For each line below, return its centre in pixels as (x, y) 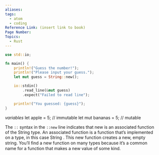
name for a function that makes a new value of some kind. (63, 148)
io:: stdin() (26, 86)
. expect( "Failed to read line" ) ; (56, 95)
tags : (10, 14)
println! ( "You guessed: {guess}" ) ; (50, 104)
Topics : (13, 37)
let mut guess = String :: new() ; (46, 77)
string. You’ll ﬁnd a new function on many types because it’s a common (76, 143)
